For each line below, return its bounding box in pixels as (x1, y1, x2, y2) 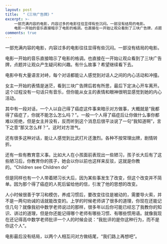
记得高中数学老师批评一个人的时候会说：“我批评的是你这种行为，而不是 (13, 217, 160, 222)
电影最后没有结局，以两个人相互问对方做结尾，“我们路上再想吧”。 (5, 234, 140, 239)
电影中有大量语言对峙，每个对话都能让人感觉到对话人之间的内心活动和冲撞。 (5, 72, 162, 78)
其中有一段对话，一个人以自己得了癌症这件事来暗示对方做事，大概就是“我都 (5, 106, 160, 112)
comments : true (5, 30, 37, 35)
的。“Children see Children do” (5, 164, 69, 170)
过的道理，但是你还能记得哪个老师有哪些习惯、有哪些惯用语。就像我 (18, 210, 158, 216)
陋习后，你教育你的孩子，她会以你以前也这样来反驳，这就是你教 (9, 158, 140, 164)
